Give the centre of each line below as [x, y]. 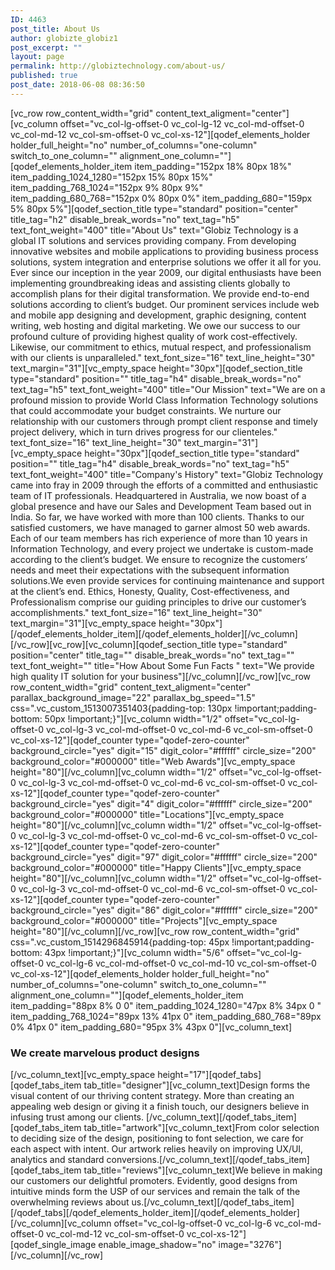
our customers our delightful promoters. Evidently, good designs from [154, 1181]
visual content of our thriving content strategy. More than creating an [152, 1096]
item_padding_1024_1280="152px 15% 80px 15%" [111, 177]
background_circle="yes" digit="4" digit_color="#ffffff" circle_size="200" [161, 803]
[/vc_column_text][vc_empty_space [83, 1075]
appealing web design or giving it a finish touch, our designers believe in [160, 1107]
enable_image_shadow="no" [157, 1245]
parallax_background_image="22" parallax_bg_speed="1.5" [133, 697]
